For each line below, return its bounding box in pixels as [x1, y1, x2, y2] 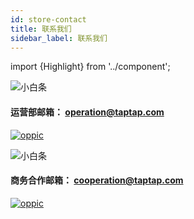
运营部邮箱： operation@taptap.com [10, 106, 165, 118]
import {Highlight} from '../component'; [10, 61, 171, 73]
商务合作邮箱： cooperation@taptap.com [10, 174, 184, 186]
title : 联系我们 [10, 24, 72, 34]
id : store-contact [10, 14, 87, 25]
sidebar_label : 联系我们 [10, 33, 108, 43]
